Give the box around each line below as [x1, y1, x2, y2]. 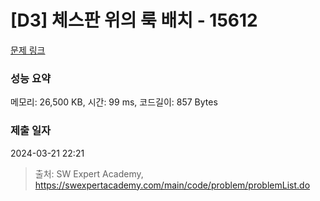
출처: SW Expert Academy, [34, 167, 144, 180]
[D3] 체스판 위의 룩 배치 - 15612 [10, 9, 258, 32]
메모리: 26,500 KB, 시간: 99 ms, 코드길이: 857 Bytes [10, 96, 218, 108]
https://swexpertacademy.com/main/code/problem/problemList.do [34, 179, 311, 191]
